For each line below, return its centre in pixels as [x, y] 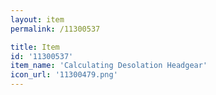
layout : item [37, 19]
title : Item [35, 47]
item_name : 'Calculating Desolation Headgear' [109, 66]
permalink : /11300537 [55, 29]
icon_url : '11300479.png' [64, 75]
